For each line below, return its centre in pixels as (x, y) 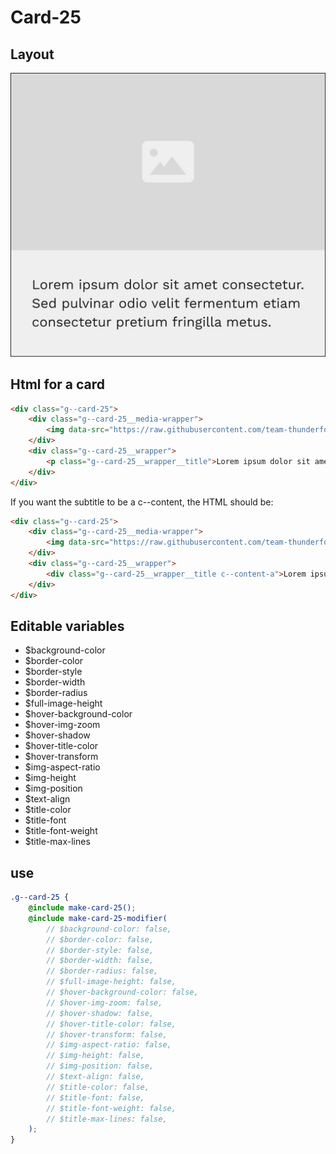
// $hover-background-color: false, (122, 992)
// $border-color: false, (100, 939)
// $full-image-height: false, (111, 982)
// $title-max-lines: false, (107, 1119)
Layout (32, 54)
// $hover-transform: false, (107, 1034)
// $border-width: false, (100, 961)
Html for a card (58, 384)
